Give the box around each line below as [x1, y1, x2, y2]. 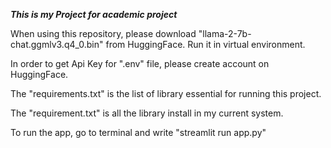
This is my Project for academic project [10, 9, 178, 20]
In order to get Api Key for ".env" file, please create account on [10, 58, 270, 69]
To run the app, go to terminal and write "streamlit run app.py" [10, 127, 267, 138]
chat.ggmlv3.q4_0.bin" [10, 39, 104, 50]
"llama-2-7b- [198, 28, 252, 39]
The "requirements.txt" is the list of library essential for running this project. [10, 88, 322, 99]
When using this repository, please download [10, 28, 197, 39]
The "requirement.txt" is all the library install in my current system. [10, 107, 284, 119]
